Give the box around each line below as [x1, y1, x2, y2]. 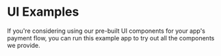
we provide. [7, 41, 41, 49]
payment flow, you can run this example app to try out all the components [7, 33, 215, 42]
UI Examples [7, 4, 79, 20]
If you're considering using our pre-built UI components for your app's [7, 27, 206, 35]
